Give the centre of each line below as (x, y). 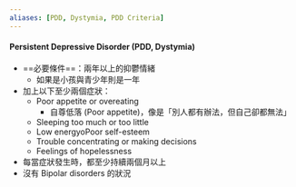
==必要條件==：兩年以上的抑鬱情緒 (89, 68)
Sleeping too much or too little (93, 122)
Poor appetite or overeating (87, 101)
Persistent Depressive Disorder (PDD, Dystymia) (102, 47)
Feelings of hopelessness (84, 151)
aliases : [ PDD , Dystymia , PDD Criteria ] (87, 18)
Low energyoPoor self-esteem (93, 132)
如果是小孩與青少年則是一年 (88, 79)
